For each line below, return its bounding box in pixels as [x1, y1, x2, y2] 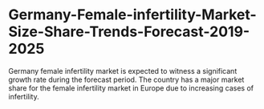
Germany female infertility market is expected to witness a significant [8, 66, 238, 75]
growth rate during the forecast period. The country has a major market [8, 75, 245, 84]
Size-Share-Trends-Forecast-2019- [8, 22, 250, 41]
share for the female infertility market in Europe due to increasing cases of [8, 83, 254, 93]
